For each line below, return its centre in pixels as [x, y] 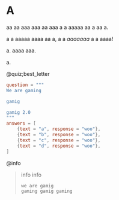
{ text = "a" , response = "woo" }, [59, 129]
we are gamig [37, 186]
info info [31, 175]
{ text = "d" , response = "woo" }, [59, 146]
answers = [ [21, 123]
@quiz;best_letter [28, 73]
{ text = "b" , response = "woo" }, [59, 135]
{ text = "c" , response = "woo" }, [59, 140]
